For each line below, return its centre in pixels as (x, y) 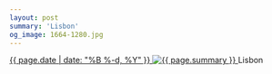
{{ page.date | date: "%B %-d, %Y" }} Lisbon (136, 60)
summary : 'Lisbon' (44, 26)
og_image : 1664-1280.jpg (56, 34)
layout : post (34, 18)
